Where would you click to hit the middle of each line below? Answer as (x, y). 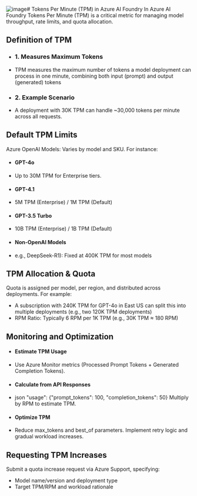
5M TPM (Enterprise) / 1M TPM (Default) (64, 202)
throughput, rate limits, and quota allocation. (60, 21)
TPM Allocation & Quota (51, 274)
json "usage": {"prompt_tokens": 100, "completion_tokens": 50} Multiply (102, 398)
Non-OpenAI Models (40, 242)
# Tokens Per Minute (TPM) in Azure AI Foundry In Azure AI (99, 9)
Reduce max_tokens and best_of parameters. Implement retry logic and (101, 430)
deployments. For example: (39, 294)
